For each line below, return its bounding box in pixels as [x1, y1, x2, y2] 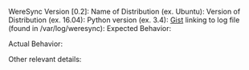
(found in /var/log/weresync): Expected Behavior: [8, 24, 172, 33]
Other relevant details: [8, 55, 82, 64]
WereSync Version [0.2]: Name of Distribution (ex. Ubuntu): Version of [8, 7, 241, 16]
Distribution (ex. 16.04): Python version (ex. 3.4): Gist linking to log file [8, 15, 240, 25]
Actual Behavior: [8, 39, 63, 49]
